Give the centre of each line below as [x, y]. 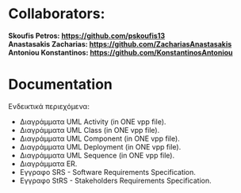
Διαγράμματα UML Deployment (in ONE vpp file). [100, 146]
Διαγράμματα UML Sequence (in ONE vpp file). [97, 155]
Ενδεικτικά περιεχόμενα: [49, 106]
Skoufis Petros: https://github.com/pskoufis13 [87, 36]
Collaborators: [57, 14]
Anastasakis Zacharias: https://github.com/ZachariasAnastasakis [120, 44]
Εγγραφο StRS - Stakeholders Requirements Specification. [115, 180]
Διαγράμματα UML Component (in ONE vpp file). [99, 138]
